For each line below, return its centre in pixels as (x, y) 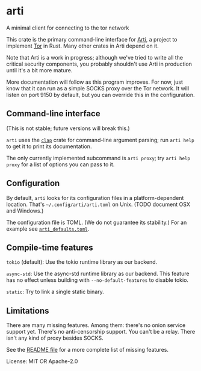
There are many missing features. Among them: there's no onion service (96, 325)
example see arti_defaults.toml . (48, 229)
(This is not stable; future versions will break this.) (68, 128)
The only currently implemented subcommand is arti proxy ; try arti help (98, 158)
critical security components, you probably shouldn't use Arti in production (99, 64)
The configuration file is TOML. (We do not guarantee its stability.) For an (97, 222)
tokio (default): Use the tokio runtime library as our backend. (82, 262)
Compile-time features (50, 247)
